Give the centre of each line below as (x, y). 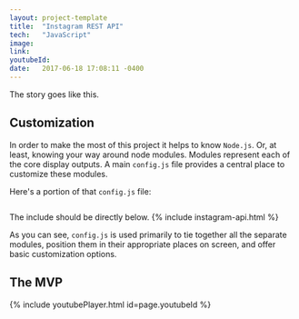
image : (22, 43)
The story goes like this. (55, 94)
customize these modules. (59, 174)
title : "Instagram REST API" (67, 26)
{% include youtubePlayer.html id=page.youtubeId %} (110, 304)
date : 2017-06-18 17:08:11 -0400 (77, 69)
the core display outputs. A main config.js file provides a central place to (147, 164)
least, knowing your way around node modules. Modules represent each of (150, 155)
